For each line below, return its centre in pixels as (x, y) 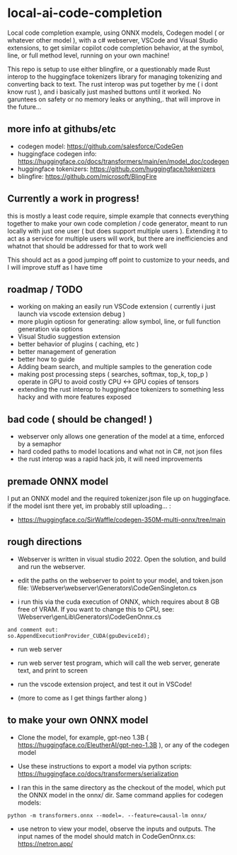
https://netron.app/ (45, 844)
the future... (24, 106)
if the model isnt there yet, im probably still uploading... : (89, 506)
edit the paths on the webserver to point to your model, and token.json (120, 580)
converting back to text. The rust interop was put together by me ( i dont (112, 84)
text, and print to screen (53, 670)
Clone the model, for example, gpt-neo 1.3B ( (83, 737)
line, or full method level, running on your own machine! (88, 55)
